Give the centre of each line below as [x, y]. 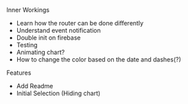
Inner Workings [28, 10]
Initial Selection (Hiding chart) [58, 93]
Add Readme [35, 86]
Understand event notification [58, 30]
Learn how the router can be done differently [80, 23]
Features [19, 73]
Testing [27, 45]
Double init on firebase [48, 38]
